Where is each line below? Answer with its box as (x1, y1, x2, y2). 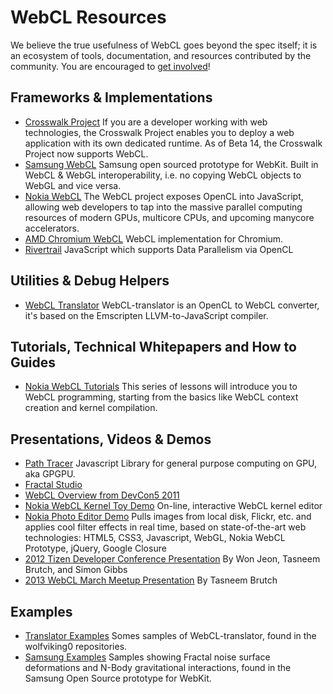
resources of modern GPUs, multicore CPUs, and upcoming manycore (24, 211, 315, 223)
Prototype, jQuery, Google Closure (24, 542, 167, 555)
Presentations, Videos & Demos (10, 431, 212, 448)
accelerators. (24, 222, 80, 234)
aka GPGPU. (24, 468, 76, 480)
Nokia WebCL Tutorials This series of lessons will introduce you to (24, 381, 298, 393)
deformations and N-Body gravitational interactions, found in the (24, 662, 292, 673)
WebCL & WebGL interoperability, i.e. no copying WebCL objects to (24, 169, 302, 181)
